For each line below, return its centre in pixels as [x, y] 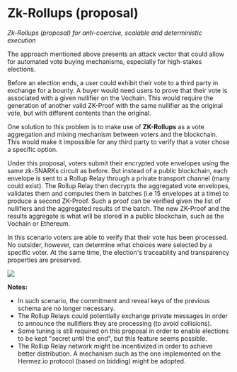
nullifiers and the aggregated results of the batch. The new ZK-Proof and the [119, 208]
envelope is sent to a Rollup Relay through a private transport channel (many [119, 178]
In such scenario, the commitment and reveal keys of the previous [114, 300]
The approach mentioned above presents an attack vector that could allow [116, 54]
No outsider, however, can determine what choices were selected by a [110, 245]
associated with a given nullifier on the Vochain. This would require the [110, 98]
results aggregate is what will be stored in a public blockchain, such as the [116, 216]
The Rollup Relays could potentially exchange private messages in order [123, 316]
